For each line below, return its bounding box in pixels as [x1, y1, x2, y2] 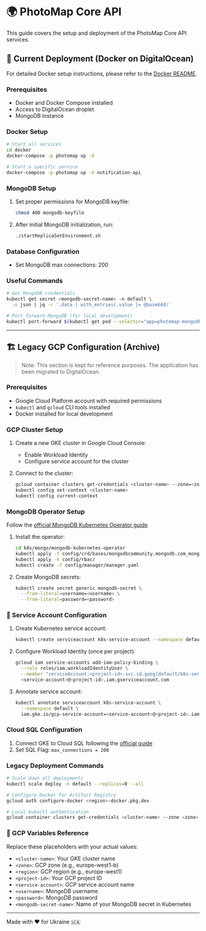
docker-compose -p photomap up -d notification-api [6, 169, 141, 175]
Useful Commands [6, 276, 63, 285]
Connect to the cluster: [15, 469, 74, 477]
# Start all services [6, 142, 62, 148]
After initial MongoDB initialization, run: [15, 221, 114, 228]
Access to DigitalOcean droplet [15, 105, 94, 113]
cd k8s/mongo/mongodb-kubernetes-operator [15, 545, 126, 552]
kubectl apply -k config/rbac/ [15, 556, 96, 563]
